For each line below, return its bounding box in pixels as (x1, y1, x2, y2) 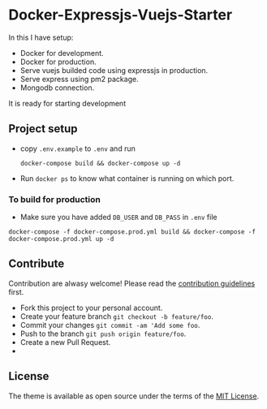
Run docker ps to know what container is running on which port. (19, 173, 235, 183)
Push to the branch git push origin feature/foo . (19, 329, 187, 338)
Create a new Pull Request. (19, 337, 111, 347)
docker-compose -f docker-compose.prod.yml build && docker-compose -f (8, 228, 256, 236)
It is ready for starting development (8, 98, 127, 108)
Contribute (8, 257, 65, 271)
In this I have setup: (8, 32, 74, 42)
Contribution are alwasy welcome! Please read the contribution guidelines (8, 278, 256, 288)
